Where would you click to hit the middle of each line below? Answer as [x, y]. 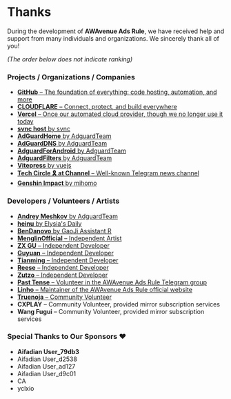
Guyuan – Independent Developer [65, 253]
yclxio [26, 388]
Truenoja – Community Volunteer [64, 297]
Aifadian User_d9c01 [47, 373]
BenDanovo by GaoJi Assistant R [64, 231]
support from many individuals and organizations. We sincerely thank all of [113, 38]
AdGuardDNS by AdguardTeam [62, 144]
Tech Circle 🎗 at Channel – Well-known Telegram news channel [108, 173]
